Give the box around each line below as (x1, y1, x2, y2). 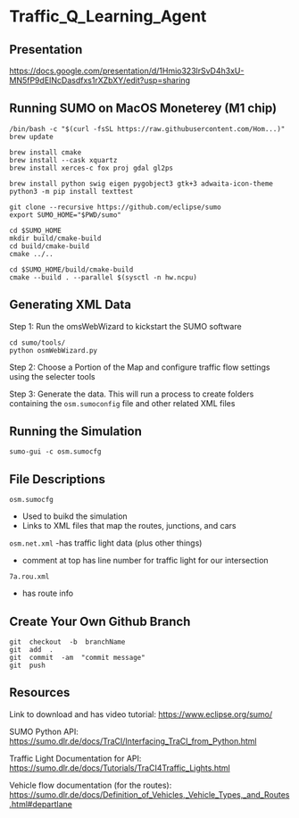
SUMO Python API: (9, 726, 79, 737)
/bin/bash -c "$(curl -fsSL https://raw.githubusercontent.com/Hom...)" (9, 124, 286, 133)
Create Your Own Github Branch (9, 613, 191, 629)
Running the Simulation (9, 424, 143, 439)
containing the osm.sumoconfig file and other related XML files (9, 397, 236, 408)
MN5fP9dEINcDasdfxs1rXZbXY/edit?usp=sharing (9, 75, 190, 86)
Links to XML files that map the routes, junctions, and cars (21, 521, 237, 531)
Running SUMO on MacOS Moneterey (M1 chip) (9, 101, 278, 116)
